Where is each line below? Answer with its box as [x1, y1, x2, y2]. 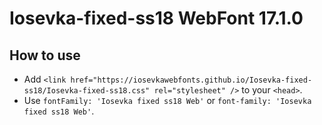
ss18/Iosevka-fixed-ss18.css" [23, 86, 151, 96]
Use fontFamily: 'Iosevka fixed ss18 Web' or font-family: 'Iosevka [23, 95, 312, 106]
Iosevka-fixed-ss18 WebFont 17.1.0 [9, 7, 304, 30]
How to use [9, 47, 81, 64]
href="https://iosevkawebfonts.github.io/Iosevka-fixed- [70, 75, 313, 85]
